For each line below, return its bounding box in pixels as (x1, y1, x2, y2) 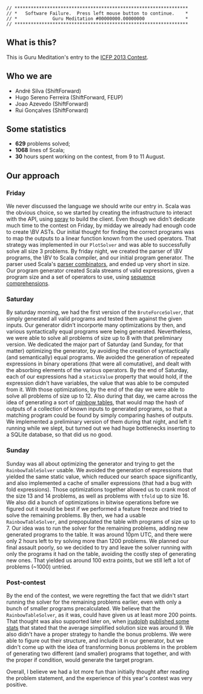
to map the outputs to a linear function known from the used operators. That (6, 235, 196, 242)
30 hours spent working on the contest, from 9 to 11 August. (15, 153, 165, 160)
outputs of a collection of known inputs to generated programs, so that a (6, 405, 188, 413)
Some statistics (6, 124, 67, 135)
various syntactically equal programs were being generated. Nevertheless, (6, 328, 193, 335)
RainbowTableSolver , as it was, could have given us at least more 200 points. (6, 612, 197, 619)
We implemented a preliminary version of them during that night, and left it (6, 418, 192, 425)
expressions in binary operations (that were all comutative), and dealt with (6, 360, 191, 367)
